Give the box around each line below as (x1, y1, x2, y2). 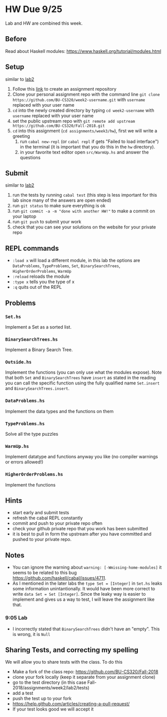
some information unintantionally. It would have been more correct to (12, 586, 155, 592)
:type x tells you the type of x (12, 279, 75, 285)
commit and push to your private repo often (12, 520, 103, 526)
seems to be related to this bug (12, 570, 77, 576)
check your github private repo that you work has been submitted (12, 526, 148, 532)
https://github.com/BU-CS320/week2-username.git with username (12, 97, 145, 103)
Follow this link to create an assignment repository (12, 86, 117, 92)
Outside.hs (5, 359, 32, 365)
